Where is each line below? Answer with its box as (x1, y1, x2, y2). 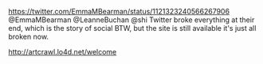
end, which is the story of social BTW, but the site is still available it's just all (8, 24, 257, 32)
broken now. (8, 32, 49, 41)
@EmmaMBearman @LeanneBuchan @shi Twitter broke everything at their (8, 15, 255, 24)
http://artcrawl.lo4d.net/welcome (8, 47, 117, 56)
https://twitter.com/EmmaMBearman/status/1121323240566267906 (8, 7, 230, 16)
